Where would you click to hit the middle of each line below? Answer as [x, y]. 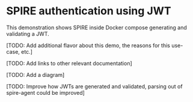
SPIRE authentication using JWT [89, 11]
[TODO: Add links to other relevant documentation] [69, 63]
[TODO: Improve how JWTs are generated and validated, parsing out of [94, 86]
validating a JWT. [28, 33]
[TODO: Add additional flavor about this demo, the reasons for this [88, 45]
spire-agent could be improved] [46, 92]
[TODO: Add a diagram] [35, 75]
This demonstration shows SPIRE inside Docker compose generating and [97, 27]
